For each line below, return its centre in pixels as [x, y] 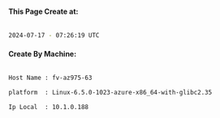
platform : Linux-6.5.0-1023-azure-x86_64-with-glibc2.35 [110, 93]
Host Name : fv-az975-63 [50, 78]
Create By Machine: [43, 53]
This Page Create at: [43, 11]
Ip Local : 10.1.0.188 [49, 107]
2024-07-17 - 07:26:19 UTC [54, 36]
